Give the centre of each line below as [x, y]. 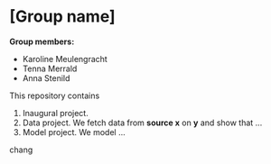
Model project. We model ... [74, 132]
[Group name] [62, 17]
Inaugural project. [55, 113]
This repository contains [55, 96]
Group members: [42, 41]
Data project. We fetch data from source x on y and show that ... [142, 123]
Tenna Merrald [50, 68]
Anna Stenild [46, 77]
